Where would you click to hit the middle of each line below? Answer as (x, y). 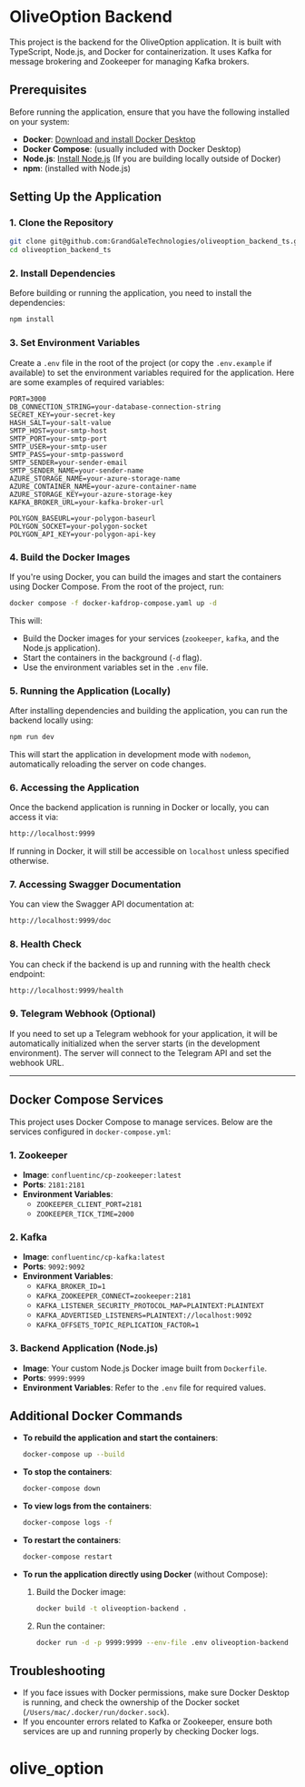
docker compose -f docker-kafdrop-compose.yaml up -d (113, 603)
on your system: (39, 121)
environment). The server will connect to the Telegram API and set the (141, 1052)
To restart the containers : (72, 1539)
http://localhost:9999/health (67, 990)
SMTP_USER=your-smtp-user (58, 447)
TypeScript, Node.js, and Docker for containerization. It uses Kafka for (141, 51)
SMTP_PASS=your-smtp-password (67, 454)
